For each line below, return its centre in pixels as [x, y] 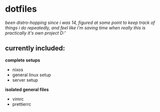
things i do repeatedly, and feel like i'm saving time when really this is [75, 27]
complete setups [23, 60]
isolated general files [27, 90]
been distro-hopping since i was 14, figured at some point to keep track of [80, 22]
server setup [25, 80]
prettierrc [22, 104]
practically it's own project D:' [36, 33]
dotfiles [21, 9]
